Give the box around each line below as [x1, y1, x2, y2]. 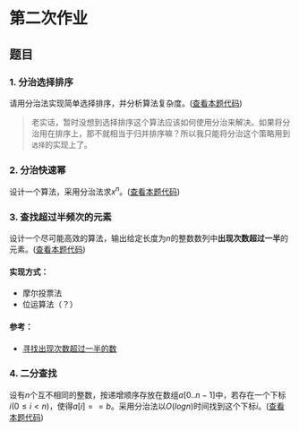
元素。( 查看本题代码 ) [9, 244, 87, 255]
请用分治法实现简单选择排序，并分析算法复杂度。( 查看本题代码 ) [9, 98, 243, 108]
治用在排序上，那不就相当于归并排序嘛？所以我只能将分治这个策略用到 [30, 127, 291, 139]
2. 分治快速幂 [9, 163, 66, 176]
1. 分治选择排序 [9, 75, 74, 88]
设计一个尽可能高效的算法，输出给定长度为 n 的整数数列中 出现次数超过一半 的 [9, 233, 289, 244]
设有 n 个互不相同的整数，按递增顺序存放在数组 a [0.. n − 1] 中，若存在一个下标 [9, 389, 286, 400]
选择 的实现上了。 [30, 139, 92, 150]
